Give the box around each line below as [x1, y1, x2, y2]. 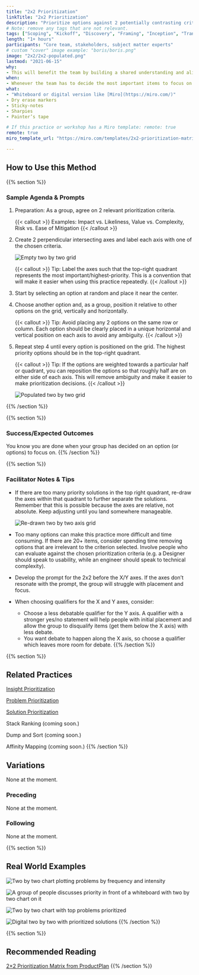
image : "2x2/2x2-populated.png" [6, 53, 86, 59]
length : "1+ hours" [6, 36, 54, 42]
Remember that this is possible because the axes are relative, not [14, 501, 174, 509]
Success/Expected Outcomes [6, 429, 94, 437]
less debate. [23, 628, 54, 636]
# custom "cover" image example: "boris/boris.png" [6, 48, 136, 53]
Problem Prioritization [6, 697, 59, 704]
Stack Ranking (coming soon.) [6, 720, 80, 727]
